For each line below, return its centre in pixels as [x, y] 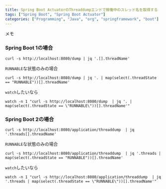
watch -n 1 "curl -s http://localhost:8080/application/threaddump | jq [83, 177]
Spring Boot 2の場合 [30, 119]
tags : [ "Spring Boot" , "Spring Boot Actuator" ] [55, 14]
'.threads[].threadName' [31, 134]
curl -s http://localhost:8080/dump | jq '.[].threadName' [68, 58]
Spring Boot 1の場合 [29, 48]
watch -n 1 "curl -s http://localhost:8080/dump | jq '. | [69, 101]
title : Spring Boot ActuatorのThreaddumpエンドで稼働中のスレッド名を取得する [82, 10]
